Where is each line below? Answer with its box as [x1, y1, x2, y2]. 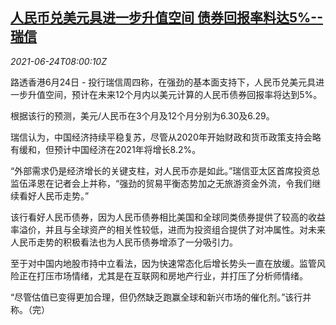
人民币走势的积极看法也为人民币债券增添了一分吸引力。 [10, 236, 238, 248]
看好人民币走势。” [18, 189, 90, 202]
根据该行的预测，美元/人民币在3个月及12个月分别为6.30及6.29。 [10, 109, 275, 122]
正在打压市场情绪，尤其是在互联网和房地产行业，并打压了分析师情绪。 [18, 269, 308, 282]
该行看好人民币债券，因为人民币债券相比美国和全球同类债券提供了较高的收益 [10, 211, 326, 223]
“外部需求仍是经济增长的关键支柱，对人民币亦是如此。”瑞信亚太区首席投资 [10, 164, 312, 177]
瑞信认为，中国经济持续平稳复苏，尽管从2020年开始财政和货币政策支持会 [10, 131, 313, 143]
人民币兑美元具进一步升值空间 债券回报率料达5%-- [10, 9, 324, 27]
